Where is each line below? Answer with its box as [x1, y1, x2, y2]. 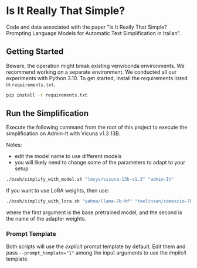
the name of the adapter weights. [6, 215, 87, 222]
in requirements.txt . [6, 81, 56, 88]
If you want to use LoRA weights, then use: [6, 187, 110, 194]
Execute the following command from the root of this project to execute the [6, 124, 188, 131]
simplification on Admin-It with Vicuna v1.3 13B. [6, 130, 121, 137]
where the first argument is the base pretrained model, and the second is [6, 209, 183, 216]
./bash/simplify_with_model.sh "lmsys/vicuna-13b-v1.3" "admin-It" [6, 177, 175, 183]
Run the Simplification [6, 108, 89, 118]
